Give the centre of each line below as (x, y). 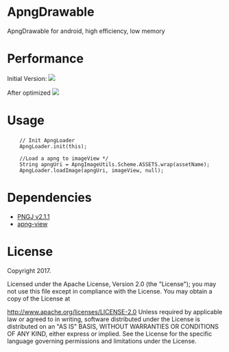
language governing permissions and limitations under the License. (102, 341)
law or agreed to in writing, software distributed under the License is (104, 319)
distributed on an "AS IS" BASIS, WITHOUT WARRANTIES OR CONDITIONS (113, 326)
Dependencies (49, 198)
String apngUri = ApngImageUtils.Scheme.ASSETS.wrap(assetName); (115, 164)
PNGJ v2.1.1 (33, 216)
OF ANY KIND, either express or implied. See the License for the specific (110, 333)
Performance (46, 59)
